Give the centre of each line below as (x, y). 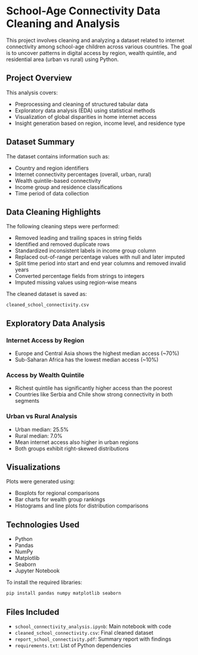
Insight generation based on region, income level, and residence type (100, 123)
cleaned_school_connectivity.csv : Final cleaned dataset (84, 632)
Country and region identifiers (52, 168)
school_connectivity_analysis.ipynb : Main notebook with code (93, 626)
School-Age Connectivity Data (83, 11)
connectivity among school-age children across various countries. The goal (99, 47)
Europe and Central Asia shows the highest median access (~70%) (97, 353)
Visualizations (33, 467)
